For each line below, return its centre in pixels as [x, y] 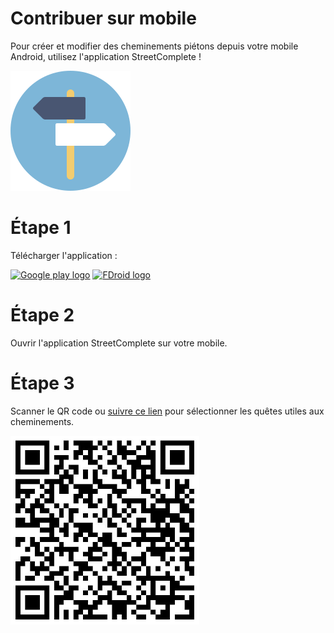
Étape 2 [42, 315]
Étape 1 [41, 228]
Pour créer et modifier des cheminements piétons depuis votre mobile [154, 46]
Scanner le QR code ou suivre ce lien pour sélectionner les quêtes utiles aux [167, 411]
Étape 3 [42, 383]
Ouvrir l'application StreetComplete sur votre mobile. [119, 343]
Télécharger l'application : [64, 255]
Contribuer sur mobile [103, 18]
